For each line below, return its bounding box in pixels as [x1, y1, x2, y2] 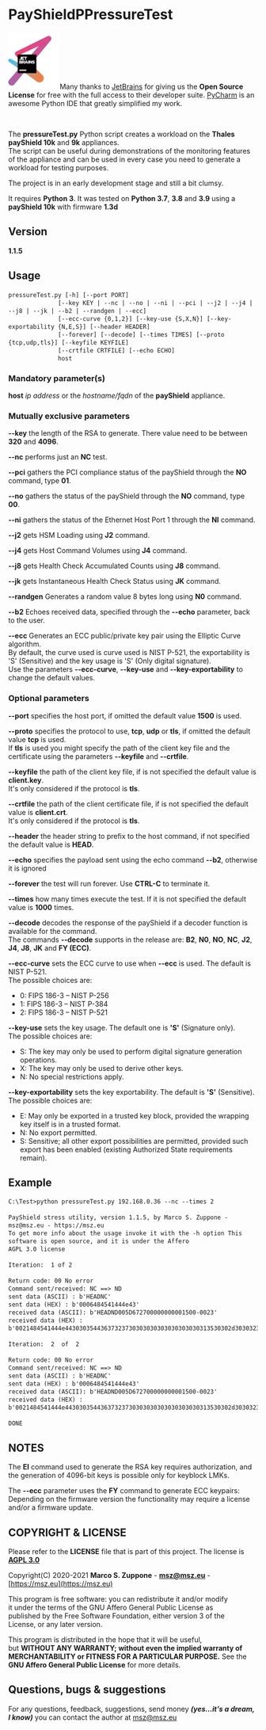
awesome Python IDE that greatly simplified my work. [8, 99, 183, 108]
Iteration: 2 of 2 [8, 1340, 80, 1348]
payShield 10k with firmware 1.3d [8, 202, 119, 211]
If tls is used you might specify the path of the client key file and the [8, 743, 230, 753]
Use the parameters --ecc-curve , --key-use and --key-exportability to [8, 665, 244, 674]
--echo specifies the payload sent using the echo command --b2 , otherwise [8, 855, 258, 864]
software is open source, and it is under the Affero [8, 1237, 190, 1245]
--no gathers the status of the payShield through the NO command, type [8, 491, 245, 501]
